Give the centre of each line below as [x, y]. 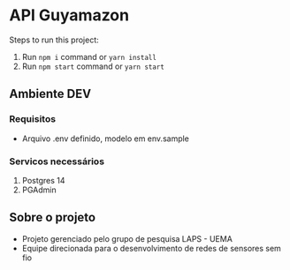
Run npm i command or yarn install [89, 56]
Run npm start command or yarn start [93, 66]
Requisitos [32, 119]
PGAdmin [39, 190]
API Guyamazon [69, 15]
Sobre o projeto [52, 217]
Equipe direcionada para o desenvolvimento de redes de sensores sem [151, 248]
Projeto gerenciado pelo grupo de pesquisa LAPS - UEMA [127, 238]
